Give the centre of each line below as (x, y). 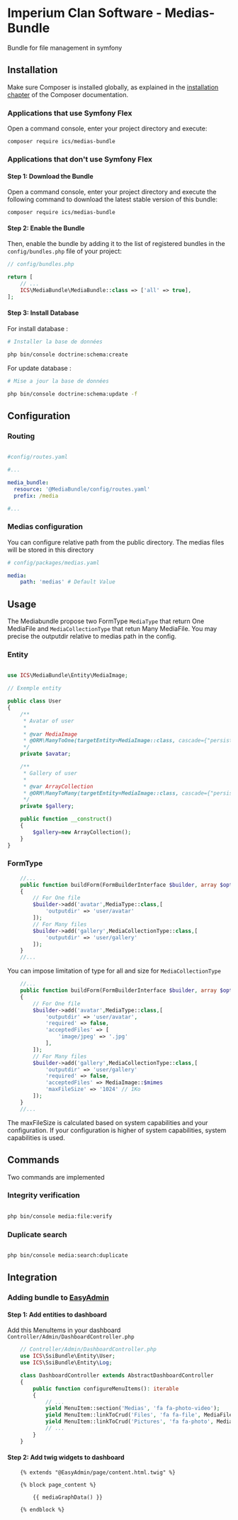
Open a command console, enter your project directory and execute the (112, 192)
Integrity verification (44, 1195)
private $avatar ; (46, 754)
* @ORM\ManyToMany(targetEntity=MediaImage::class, (101, 793)
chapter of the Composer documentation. (68, 94)
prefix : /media (36, 496)
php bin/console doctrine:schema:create (68, 354)
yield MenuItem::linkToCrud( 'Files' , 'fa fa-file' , (123, 1415)
